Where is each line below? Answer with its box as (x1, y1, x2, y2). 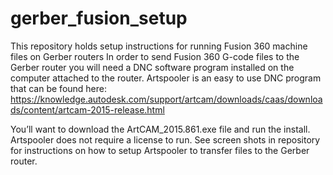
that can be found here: (10, 82, 108, 94)
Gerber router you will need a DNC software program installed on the (10, 61, 295, 73)
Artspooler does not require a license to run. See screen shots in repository (10, 133, 321, 146)
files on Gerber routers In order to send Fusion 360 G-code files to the (10, 50, 300, 62)
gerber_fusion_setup (10, 7, 188, 30)
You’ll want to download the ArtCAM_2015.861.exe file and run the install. (10, 123, 311, 135)
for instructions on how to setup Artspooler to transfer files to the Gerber (10, 144, 310, 156)
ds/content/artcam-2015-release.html (10, 103, 165, 116)
